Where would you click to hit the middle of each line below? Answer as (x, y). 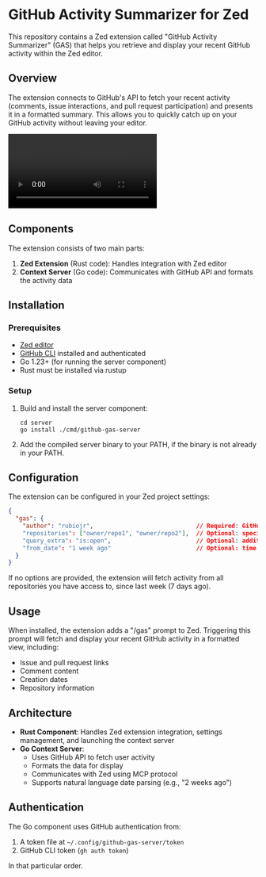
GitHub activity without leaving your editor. (78, 123)
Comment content (49, 671)
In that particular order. (46, 865)
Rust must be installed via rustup (73, 370)
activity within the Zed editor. (55, 53)
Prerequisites (34, 327)
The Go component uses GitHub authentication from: (95, 826)
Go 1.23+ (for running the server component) (93, 362)
